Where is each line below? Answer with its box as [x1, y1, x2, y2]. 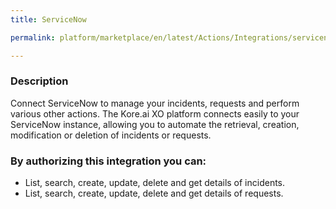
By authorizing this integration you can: [10, 154, 207, 168]
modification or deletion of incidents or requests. [10, 129, 212, 141]
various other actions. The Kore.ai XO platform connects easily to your [10, 107, 300, 120]
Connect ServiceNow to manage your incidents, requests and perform [10, 97, 300, 109]
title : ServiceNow [10, 14, 87, 25]
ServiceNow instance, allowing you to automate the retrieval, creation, [10, 118, 300, 130]
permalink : [10, 32, 56, 43]
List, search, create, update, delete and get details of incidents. [24, 177, 286, 189]
